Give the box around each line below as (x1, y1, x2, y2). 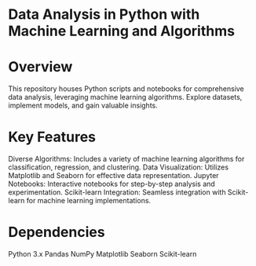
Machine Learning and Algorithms (8, 22, 236, 40)
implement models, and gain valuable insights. (8, 100, 159, 111)
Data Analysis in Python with (8, 5, 200, 24)
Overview (8, 58, 73, 76)
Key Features (8, 128, 97, 146)
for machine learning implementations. (26, 196, 152, 206)
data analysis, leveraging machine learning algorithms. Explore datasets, (8, 93, 243, 102)
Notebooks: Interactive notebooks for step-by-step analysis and (8, 179, 216, 189)
